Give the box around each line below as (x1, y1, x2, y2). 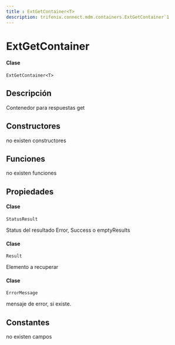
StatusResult (6, 216, 38, 222)
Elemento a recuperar (6, 264, 59, 271)
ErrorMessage (6, 290, 38, 296)
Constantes (6, 317, 50, 327)
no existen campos (6, 333, 52, 340)
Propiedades (6, 186, 54, 196)
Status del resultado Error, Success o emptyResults (6, 226, 130, 234)
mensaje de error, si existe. (6, 300, 72, 307)
